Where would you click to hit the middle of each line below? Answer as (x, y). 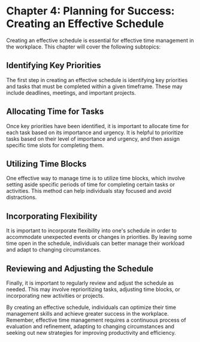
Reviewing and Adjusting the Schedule (80, 269)
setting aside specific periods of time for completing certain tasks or (91, 184)
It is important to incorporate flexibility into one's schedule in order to (91, 231)
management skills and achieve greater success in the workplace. (88, 314)
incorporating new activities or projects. (55, 296)
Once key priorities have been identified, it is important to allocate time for (98, 126)
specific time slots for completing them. (55, 145)
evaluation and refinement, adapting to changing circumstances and (90, 326)
